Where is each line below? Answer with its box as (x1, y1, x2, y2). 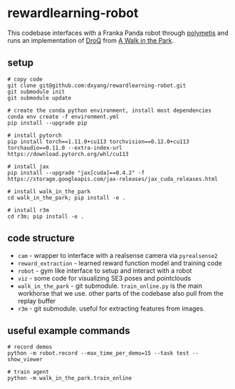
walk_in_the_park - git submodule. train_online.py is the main (17, 281, 203, 290)
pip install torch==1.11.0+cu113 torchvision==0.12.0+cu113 (7, 138, 190, 145)
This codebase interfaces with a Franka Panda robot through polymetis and (7, 28, 229, 37)
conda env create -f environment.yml (7, 113, 120, 120)
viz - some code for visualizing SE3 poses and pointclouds (17, 274, 192, 282)
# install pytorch (7, 132, 62, 139)
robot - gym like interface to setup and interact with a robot (17, 266, 192, 275)
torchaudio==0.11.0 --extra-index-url (7, 144, 122, 151)
